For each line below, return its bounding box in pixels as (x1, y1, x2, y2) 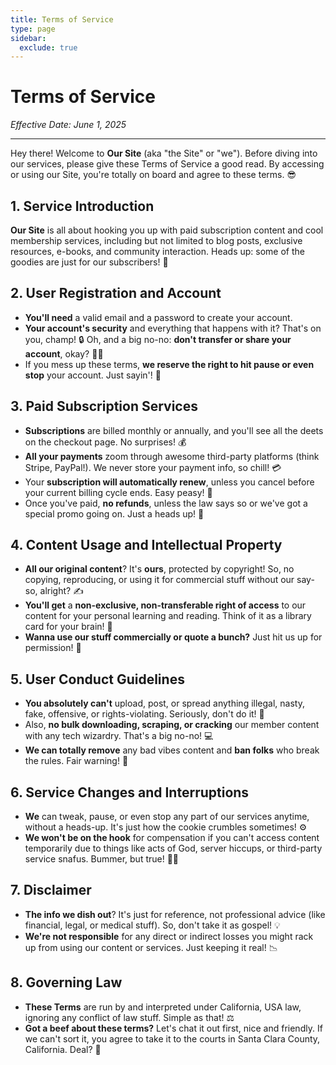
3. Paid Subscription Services (10, 398, 198, 415)
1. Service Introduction (10, 197, 155, 215)
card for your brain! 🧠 (24, 621, 113, 633)
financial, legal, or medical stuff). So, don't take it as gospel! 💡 (24, 919, 281, 931)
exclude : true (19, 42, 78, 53)
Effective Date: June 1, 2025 (10, 119, 127, 131)
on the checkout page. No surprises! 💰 (24, 436, 187, 448)
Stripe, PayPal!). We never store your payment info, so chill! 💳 (24, 461, 282, 473)
